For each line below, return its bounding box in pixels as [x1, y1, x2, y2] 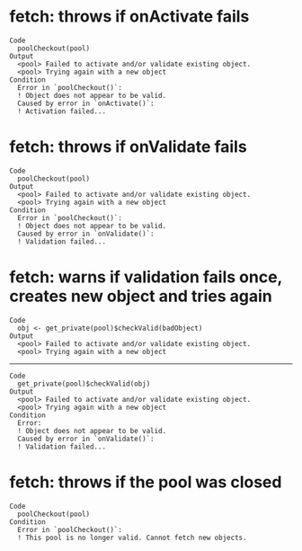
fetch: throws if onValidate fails [9, 137, 247, 157]
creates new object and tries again [9, 286, 272, 307]
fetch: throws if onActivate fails [9, 6, 250, 27]
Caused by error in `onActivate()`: [17, 99, 155, 108]
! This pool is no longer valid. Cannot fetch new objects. [17, 533, 247, 542]
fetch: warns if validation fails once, [9, 267, 283, 288]
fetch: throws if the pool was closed [9, 472, 282, 492]
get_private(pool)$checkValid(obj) [17, 379, 151, 388]
